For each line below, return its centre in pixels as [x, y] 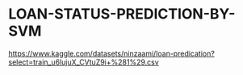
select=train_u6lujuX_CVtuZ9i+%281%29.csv [84, 62]
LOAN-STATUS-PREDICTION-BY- [122, 14]
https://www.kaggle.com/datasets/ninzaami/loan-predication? [112, 53]
